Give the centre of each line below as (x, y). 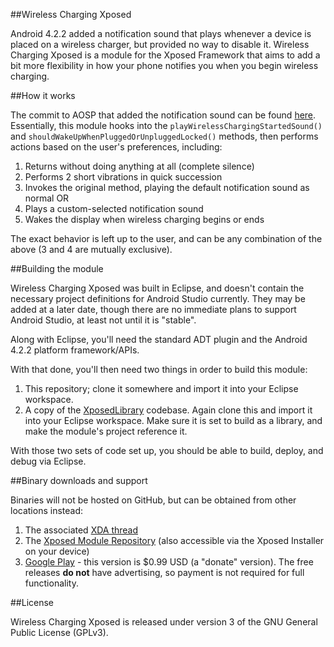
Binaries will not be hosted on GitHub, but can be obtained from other (153, 500)
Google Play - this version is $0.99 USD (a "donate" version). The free (169, 562)
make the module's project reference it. (106, 431)
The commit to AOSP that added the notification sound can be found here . (163, 115)
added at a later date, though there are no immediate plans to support (153, 309)
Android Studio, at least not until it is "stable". (103, 320)
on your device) (57, 551)
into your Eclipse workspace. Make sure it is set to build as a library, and (173, 420)
